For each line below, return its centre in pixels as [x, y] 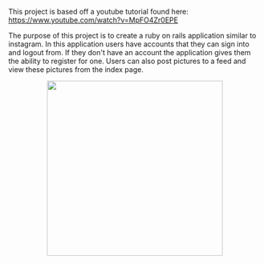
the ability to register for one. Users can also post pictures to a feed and [127, 61]
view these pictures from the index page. [76, 70]
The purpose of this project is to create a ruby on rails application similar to [132, 36]
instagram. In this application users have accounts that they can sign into [129, 44]
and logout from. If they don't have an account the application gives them [130, 52]
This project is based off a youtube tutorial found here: [98, 12]
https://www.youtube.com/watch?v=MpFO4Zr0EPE [93, 20]
